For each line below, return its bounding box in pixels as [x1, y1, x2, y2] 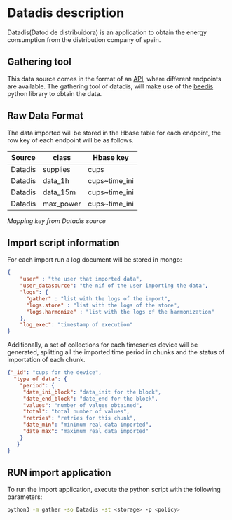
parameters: [7, 493, 43, 501]
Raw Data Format [7, 110, 84, 122]
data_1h [42, 175, 70, 185]
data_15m [42, 187, 76, 197]
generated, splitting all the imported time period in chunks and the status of [7, 348, 225, 356]
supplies [42, 164, 71, 174]
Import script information [7, 236, 121, 248]
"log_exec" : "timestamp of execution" [20, 321, 133, 328]
